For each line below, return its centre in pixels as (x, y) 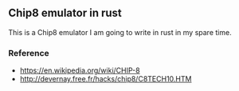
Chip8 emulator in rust (65, 13)
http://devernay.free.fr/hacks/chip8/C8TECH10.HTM (106, 79)
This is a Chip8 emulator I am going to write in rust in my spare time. (120, 32)
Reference (29, 53)
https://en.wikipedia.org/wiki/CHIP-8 (80, 70)
